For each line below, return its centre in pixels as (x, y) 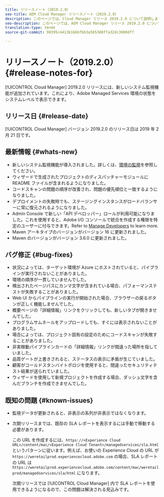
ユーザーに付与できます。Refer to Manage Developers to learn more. (90, 226)
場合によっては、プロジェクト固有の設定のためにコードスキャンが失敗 (82, 335)
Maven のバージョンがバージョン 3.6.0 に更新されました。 (71, 238)
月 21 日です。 (19, 135)
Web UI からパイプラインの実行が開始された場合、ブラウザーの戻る (80, 298)
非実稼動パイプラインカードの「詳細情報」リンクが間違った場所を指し (83, 347)
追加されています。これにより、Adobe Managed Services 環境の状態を (85, 93)
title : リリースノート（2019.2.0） (38, 10)
